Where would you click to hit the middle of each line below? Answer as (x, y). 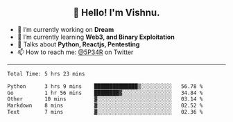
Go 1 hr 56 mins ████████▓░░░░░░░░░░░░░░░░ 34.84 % (105, 93)
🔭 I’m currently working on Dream (66, 29)
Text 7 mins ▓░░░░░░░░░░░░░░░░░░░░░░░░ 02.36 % (105, 112)
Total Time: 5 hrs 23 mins (46, 73)
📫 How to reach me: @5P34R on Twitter (75, 52)
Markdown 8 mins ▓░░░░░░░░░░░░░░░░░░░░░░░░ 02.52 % (105, 106)
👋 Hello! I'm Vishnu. (116, 13)
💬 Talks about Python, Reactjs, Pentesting (78, 44)
